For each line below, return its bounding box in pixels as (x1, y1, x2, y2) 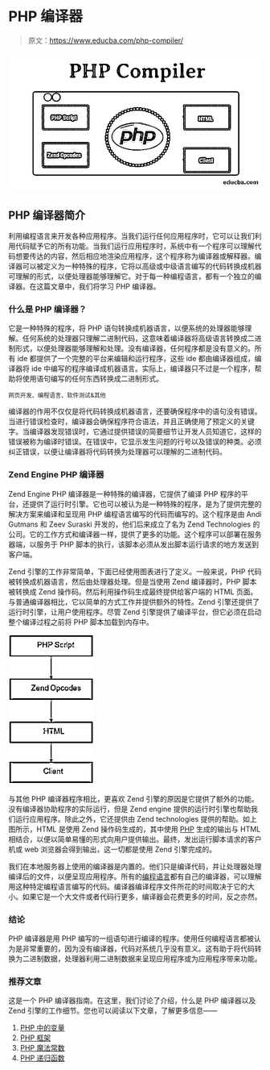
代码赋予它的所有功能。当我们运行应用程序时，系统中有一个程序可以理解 (14, 241, 255, 251)
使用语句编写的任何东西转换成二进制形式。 (22, 374, 163, 384)
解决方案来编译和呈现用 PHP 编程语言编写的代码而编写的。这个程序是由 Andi (8, 509, 262, 518)
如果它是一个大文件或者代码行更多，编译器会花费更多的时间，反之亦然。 (22, 892, 262, 901)
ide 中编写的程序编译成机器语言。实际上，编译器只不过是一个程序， (31, 364, 255, 373)
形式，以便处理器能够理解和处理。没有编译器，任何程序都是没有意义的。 (14, 343, 255, 353)
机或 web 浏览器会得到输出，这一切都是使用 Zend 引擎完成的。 (8, 844, 217, 854)
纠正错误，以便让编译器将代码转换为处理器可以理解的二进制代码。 (8, 447, 227, 456)
